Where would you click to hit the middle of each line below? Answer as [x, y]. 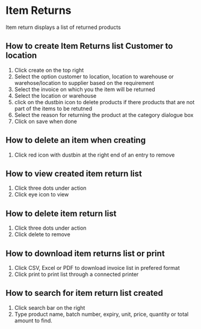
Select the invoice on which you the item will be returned [85, 89]
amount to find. [33, 321]
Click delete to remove [42, 234]
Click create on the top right [49, 70]
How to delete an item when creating [76, 140]
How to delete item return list [61, 214]
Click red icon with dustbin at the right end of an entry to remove [94, 155]
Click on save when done [46, 121]
